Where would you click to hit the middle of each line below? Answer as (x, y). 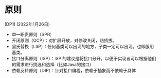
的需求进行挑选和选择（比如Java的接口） (53, 64)
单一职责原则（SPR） (33, 34)
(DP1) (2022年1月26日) (27, 24)
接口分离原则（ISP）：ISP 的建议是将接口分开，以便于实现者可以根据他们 (84, 58)
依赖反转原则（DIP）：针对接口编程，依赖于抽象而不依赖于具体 (74, 70)
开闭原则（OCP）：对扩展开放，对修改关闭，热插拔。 (64, 40)
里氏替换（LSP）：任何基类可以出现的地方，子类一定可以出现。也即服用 (83, 46)
